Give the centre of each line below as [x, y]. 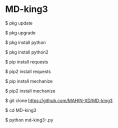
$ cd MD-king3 [21, 110]
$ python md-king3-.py [29, 120]
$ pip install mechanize [29, 81]
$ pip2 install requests [28, 71]
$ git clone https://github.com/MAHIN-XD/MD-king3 [59, 100]
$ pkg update [19, 23]
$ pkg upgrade [20, 32]
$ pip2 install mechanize [30, 90]
